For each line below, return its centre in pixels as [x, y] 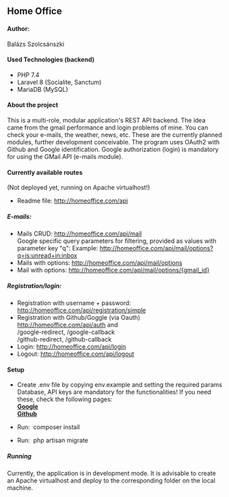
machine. [20, 488]
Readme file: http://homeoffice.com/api [72, 201]
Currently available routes [45, 172]
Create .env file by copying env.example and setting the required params [119, 385]
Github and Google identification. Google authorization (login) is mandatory [113, 149]
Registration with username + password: [74, 303]
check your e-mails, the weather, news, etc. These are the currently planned [114, 135]
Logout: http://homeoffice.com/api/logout [76, 354]
